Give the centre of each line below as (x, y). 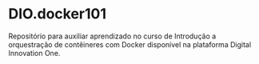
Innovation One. (34, 53)
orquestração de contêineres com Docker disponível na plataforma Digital (130, 44)
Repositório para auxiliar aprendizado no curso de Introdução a (112, 36)
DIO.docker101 (57, 14)
